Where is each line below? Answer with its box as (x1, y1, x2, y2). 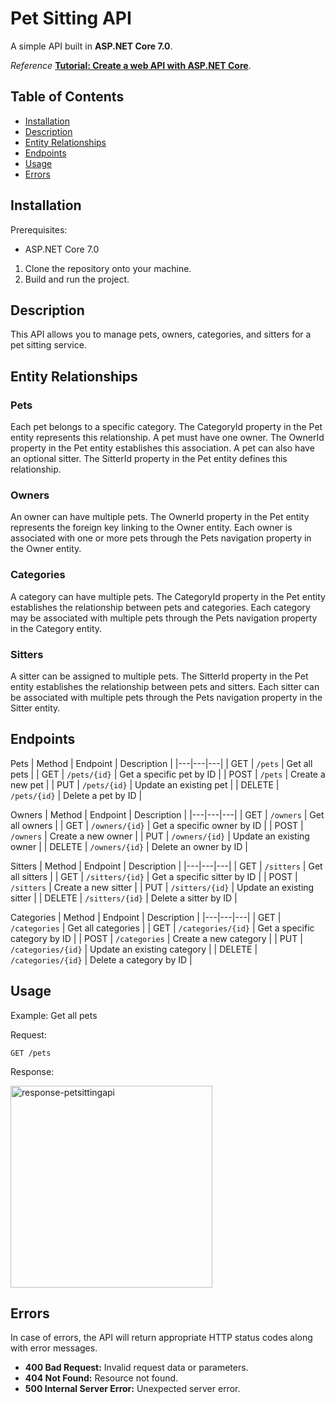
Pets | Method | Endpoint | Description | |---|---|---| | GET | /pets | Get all (10, 757, 313, 769)
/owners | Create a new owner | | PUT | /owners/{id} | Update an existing (10, 830, 310, 842)
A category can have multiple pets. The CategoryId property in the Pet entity (10, 590, 326, 602)
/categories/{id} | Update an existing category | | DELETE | (10, 943, 258, 955)
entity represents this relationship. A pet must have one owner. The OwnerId (10, 432, 325, 444)
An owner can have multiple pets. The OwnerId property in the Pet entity (10, 511, 310, 523)
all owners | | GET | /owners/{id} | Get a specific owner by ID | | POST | (10, 819, 304, 831)
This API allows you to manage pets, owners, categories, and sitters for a (10, 328, 312, 341)
